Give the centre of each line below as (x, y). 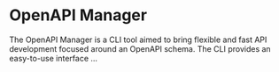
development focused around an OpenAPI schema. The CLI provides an (140, 48)
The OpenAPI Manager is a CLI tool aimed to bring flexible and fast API (138, 40)
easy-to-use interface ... (54, 58)
